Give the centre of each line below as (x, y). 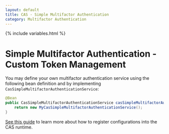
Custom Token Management (66, 64)
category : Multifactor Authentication (46, 19)
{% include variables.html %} (35, 34)
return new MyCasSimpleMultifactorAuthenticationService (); (78, 108)
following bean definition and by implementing (53, 84)
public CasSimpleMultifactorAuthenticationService (59, 103)
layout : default (22, 10)
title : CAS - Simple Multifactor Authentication (57, 15)
